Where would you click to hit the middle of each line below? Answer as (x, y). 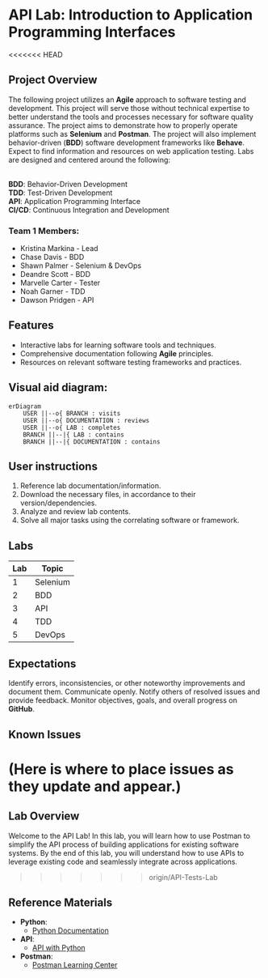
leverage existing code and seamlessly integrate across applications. (123, 861)
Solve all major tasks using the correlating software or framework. (130, 521)
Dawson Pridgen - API (57, 300)
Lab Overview (44, 816)
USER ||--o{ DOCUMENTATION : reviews (86, 420)
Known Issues (45, 734)
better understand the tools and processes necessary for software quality (131, 117)
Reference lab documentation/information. (90, 486)
